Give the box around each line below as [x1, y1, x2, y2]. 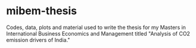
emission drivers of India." [6, 36, 70, 43]
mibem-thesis [6, 4, 77, 18]
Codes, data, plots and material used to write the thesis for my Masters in [6, 24, 186, 31]
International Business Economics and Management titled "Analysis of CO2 [6, 30, 191, 37]
